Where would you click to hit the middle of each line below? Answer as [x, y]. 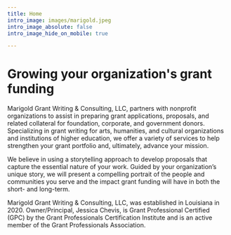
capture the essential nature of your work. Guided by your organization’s [112, 167]
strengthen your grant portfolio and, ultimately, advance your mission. [108, 146]
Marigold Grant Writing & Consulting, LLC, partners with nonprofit [102, 109]
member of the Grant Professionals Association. [77, 225]
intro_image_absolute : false [50, 27]
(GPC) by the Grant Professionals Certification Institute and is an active [110, 217]
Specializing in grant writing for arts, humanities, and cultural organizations [116, 131]
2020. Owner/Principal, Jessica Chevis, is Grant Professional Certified [108, 210]
